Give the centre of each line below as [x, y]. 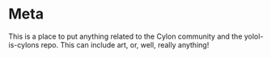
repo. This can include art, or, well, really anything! [125, 44]
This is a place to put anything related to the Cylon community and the [125, 36]
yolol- [254, 36]
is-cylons [24, 44]
